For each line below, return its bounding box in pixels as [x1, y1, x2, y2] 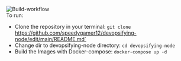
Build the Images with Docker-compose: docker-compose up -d [14, 48, 167, 55]
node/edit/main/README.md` [14, 36, 87, 42]
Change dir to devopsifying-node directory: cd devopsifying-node [14, 42, 176, 49]
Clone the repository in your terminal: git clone [14, 23, 131, 30]
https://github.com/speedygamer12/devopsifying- [14, 29, 137, 36]
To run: [6, 12, 24, 19]
